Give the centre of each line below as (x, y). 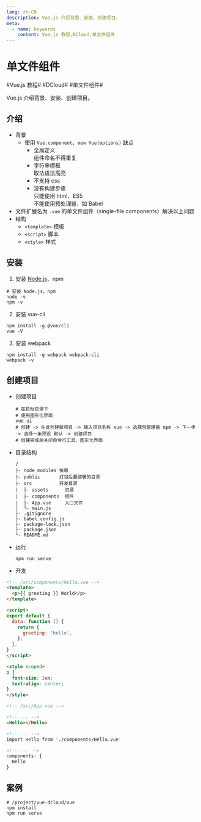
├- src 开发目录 (46, 483)
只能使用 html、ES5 (58, 195)
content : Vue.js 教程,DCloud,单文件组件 (66, 35)
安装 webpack (33, 343)
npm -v (15, 302)
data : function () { (38, 621)
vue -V (15, 331)
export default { (28, 616)
